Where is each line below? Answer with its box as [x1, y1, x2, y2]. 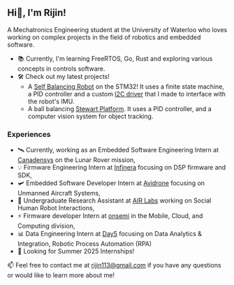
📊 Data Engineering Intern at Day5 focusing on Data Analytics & [17, 230, 203, 238]
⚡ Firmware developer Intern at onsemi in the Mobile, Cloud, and [17, 212, 203, 220]
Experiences [7, 129, 51, 139]
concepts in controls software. [17, 64, 105, 73]
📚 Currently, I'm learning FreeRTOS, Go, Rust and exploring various [17, 54, 213, 63]
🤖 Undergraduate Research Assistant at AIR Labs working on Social [17, 196, 212, 205]
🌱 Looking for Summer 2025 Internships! [17, 247, 135, 256]
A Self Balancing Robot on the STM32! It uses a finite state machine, [27, 82, 225, 91]
